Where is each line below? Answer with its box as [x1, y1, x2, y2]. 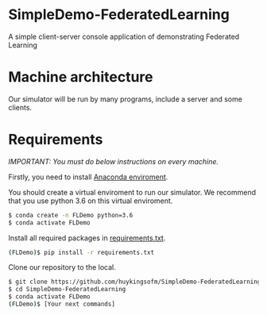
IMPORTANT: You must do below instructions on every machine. [8, 156, 219, 166]
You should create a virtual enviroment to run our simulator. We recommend [8, 187, 257, 197]
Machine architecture [8, 68, 153, 86]
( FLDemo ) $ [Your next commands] [8, 300, 115, 309]
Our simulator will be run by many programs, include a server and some [8, 94, 242, 104]
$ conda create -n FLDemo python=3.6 [8, 211, 133, 219]
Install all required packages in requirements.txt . [8, 232, 166, 243]
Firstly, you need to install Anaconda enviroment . [8, 172, 168, 182]
